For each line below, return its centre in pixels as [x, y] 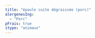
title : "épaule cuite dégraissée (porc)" [48, 10]
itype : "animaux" [23, 28]
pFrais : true [18, 23]
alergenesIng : [20, 14]
